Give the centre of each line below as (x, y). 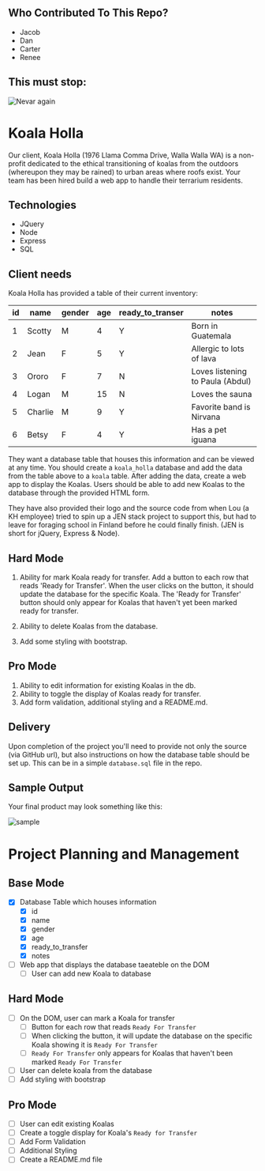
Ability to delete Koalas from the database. (89, 626)
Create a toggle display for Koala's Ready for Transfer (108, 1133)
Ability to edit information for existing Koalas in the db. (108, 685)
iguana (204, 440)
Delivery (30, 727)
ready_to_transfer (60, 946)
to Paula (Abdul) (221, 381)
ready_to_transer (151, 313)
